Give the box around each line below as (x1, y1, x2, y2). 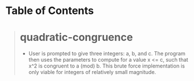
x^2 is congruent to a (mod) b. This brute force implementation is (28, 62, 185, 69)
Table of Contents (5, 4, 94, 17)
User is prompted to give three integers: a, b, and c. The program (28, 50, 186, 57)
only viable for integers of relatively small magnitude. (28, 69, 156, 76)
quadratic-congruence (19, 31, 133, 44)
